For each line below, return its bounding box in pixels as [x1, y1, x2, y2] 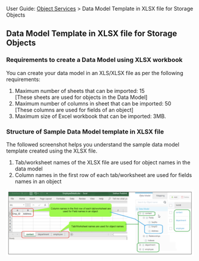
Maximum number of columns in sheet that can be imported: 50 [14, 100, 172, 107]
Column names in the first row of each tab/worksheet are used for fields [14, 171, 192, 178]
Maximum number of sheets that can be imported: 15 [14, 87, 145, 94]
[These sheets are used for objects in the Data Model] [14, 94, 148, 101]
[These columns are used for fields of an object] [14, 106, 134, 113]
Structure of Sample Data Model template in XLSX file [6, 128, 164, 136]
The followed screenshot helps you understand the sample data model [6, 141, 180, 148]
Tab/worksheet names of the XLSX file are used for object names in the [14, 159, 191, 166]
